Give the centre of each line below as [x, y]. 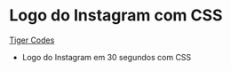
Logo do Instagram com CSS [116, 16]
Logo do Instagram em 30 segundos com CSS [107, 57]
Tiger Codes [32, 40]
